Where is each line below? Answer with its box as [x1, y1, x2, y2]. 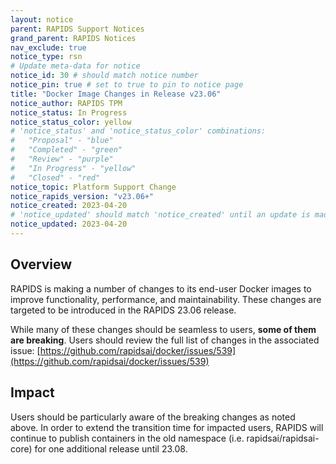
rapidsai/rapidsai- [246, 432, 320, 444]
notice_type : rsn [10, 52, 83, 62]
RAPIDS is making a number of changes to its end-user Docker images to [10, 282, 312, 295]
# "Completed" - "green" [10, 145, 123, 155]
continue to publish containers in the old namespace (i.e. [10, 432, 245, 444]
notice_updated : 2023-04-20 [10, 219, 128, 230]
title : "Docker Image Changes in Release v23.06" [10, 89, 222, 99]
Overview [10, 256, 73, 273]
